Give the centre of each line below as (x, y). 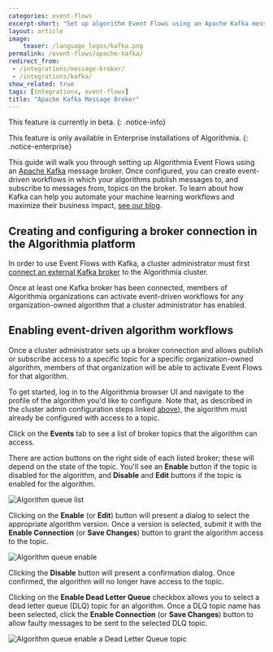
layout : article (36, 31)
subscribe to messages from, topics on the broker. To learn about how (126, 189)
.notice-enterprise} (40, 146)
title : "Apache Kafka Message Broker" (74, 99)
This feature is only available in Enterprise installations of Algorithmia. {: (128, 138)
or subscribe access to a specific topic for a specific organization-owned (131, 359)
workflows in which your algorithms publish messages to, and (134, 180)
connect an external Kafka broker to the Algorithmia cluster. (108, 272)
